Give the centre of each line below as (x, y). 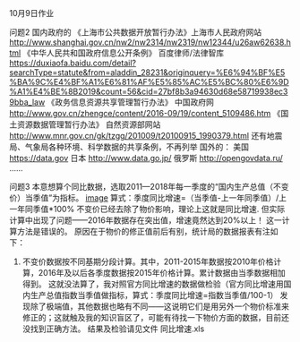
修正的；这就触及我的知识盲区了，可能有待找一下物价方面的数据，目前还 (155, 317)
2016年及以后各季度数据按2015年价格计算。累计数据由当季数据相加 (162, 273)
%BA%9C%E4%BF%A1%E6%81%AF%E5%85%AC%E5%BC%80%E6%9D (149, 82)
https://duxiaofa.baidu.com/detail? (73, 63)
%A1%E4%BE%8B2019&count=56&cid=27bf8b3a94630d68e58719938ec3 (149, 91)
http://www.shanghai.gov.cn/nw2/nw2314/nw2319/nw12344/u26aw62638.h (150, 42)
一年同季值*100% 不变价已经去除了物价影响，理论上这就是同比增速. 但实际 (147, 209)
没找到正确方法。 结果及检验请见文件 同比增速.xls (113, 329)
